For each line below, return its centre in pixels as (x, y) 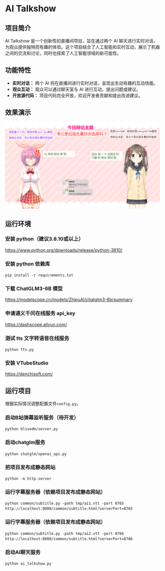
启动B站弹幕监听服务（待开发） (42, 418)
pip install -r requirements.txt (39, 275)
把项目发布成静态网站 (30, 467)
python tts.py (20, 350)
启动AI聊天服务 (23, 552)
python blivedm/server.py (31, 429)
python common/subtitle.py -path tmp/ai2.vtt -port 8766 (65, 533)
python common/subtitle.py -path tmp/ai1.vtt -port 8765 (65, 504)
